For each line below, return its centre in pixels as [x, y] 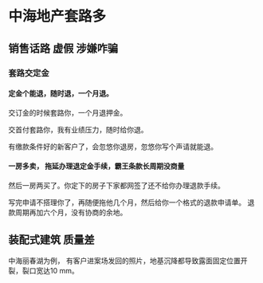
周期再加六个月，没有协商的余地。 [71, 212]
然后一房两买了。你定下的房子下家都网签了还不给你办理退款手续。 [116, 185]
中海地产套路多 [57, 16]
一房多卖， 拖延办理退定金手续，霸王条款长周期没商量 [96, 166]
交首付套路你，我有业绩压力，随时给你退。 [78, 129]
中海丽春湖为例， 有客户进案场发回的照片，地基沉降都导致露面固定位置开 [128, 261]
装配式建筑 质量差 [51, 240]
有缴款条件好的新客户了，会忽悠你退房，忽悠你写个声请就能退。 [113, 146]
